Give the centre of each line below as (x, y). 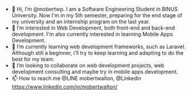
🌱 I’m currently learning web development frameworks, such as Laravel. (99, 47)
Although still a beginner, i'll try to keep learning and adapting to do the (98, 53)
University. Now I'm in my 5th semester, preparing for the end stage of (97, 15)
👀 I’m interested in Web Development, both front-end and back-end (93, 28)
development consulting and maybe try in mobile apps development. (95, 72)
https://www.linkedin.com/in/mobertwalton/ (64, 87)
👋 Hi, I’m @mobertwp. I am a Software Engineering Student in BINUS (95, 9)
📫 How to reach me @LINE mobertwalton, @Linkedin (76, 78)
